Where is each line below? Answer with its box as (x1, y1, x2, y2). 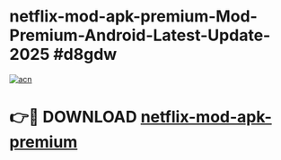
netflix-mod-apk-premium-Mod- (9, 6, 258, 27)
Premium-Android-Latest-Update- (9, 25, 271, 46)
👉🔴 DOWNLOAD (9, 107, 137, 127)
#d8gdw (53, 45, 118, 64)
